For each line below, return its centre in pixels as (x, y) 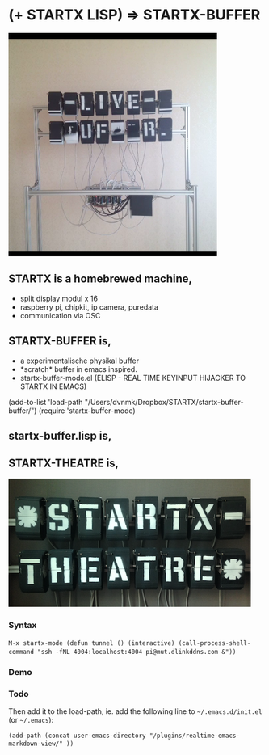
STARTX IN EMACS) (53, 386)
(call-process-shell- (214, 643)
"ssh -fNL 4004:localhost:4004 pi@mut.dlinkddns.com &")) (137, 652)
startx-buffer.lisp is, (60, 435)
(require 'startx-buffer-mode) (87, 411)
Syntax (23, 625)
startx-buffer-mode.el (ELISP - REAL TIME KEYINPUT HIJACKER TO (133, 377)
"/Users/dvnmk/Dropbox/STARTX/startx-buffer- (164, 402)
